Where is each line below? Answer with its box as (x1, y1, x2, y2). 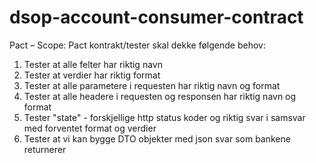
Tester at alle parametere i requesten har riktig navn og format (23, 79, 281, 91)
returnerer (23, 143, 67, 155)
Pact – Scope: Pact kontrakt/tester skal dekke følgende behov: (9, 39, 266, 51)
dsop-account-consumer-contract (9, 6, 304, 29)
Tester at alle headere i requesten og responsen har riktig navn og (23, 90, 297, 102)
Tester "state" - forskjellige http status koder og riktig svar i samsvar (23, 111, 306, 123)
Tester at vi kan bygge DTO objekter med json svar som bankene (23, 132, 291, 145)
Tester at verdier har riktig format (23, 69, 161, 81)
